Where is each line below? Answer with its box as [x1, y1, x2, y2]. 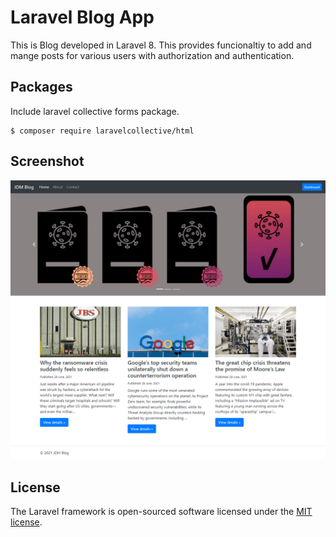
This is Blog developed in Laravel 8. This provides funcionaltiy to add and [10, 39, 312, 51]
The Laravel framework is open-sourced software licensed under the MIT [10, 506, 313, 518]
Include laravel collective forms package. [10, 105, 180, 117]
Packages [10, 79, 73, 96]
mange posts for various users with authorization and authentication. [10, 49, 295, 61]
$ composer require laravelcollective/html [10, 126, 195, 136]
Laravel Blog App [10, 6, 155, 29]
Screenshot [10, 153, 85, 170]
